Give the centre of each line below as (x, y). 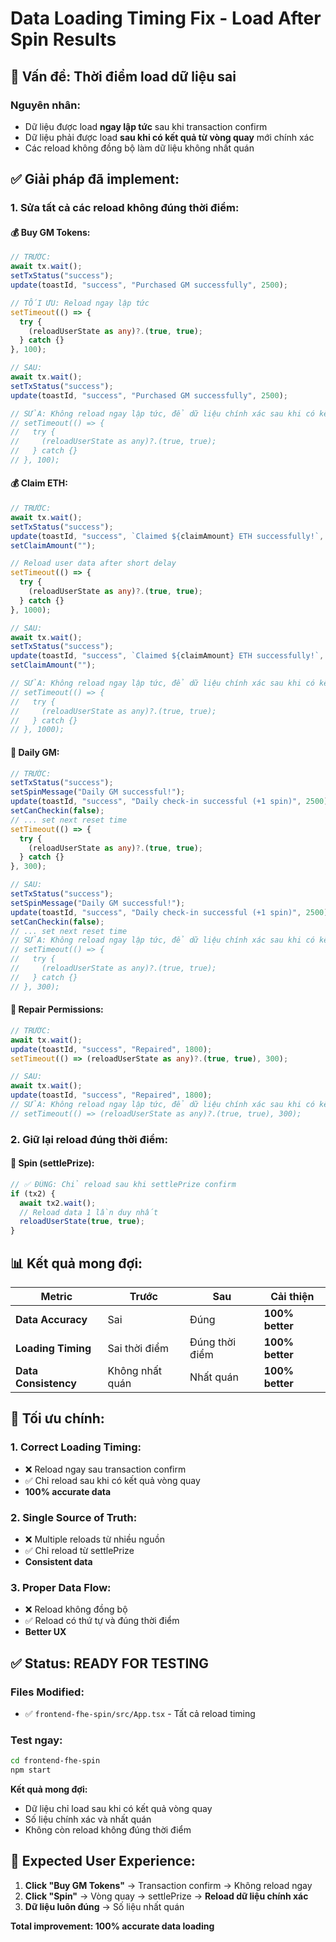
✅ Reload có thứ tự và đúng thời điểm (102, 1621)
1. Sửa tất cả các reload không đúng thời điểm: (125, 208)
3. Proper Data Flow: (61, 1587)
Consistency (46, 1383)
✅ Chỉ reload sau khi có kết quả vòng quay (112, 1480)
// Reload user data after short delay (93, 563)
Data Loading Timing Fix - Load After (166, 18)
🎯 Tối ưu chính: (57, 1418)
